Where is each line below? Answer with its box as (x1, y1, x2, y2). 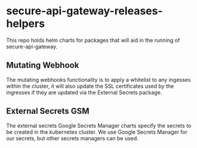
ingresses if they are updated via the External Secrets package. (6, 88, 162, 96)
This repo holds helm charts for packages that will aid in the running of (6, 36, 180, 44)
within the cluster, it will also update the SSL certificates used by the (6, 82, 174, 90)
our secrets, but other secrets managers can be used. (6, 134, 138, 141)
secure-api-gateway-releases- (6, 4, 163, 18)
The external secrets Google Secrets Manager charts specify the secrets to (6, 122, 192, 129)
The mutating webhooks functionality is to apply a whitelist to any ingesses (6, 76, 191, 83)
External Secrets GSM (6, 106, 90, 116)
